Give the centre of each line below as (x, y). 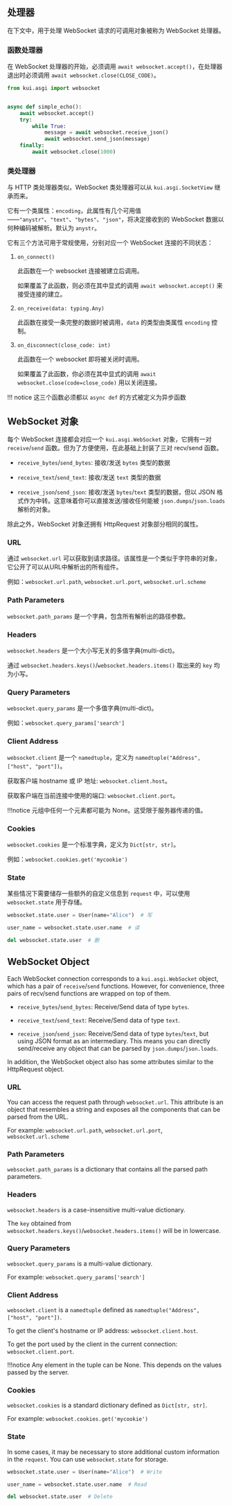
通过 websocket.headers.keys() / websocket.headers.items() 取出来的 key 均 (114, 665)
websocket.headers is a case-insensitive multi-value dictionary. (96, 1210)
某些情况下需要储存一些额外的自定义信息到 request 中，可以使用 (99, 894)
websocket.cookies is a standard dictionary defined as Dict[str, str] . (107, 1406)
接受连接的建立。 (42, 294)
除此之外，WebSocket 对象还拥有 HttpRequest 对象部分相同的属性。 (105, 524)
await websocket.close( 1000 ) (74, 152)
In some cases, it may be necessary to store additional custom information (114, 1452)
